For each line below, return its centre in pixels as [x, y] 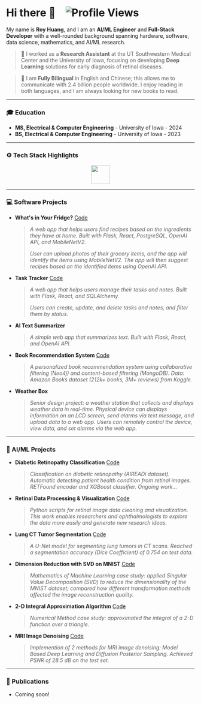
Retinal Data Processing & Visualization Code [72, 498]
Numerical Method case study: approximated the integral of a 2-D [112, 618]
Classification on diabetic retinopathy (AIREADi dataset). [100, 474]
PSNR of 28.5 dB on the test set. [69, 660]
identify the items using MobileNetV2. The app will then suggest [109, 260]
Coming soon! [32, 694]
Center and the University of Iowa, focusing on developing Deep [100, 60]
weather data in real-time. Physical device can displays [98, 409]
